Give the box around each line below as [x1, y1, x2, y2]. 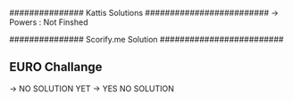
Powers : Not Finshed [9, 17, 88, 27]
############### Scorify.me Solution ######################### [9, 35, 284, 44]
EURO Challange [9, 59, 103, 74]
